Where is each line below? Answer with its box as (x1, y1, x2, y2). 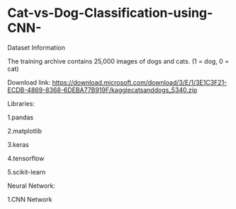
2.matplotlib (7, 126, 43, 135)
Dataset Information (7, 43, 65, 52)
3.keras (7, 140, 30, 149)
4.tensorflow (7, 154, 45, 162)
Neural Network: (7, 181, 55, 190)
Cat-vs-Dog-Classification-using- (7, 5, 213, 21)
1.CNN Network (7, 195, 52, 203)
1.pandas (7, 113, 34, 121)
